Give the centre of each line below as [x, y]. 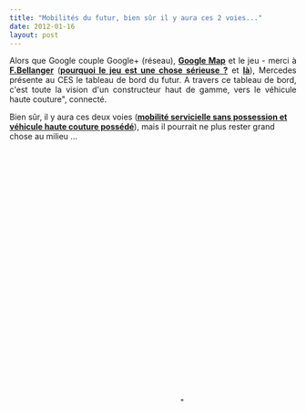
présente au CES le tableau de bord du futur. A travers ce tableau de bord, [153, 80]
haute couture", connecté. [58, 99]
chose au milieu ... [44, 137]
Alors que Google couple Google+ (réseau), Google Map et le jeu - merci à [153, 61]
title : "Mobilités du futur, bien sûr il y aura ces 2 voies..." [136, 18]
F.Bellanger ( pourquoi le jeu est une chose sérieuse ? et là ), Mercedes [153, 70]
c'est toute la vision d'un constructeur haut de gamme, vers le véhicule [153, 90]
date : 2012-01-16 [42, 26]
